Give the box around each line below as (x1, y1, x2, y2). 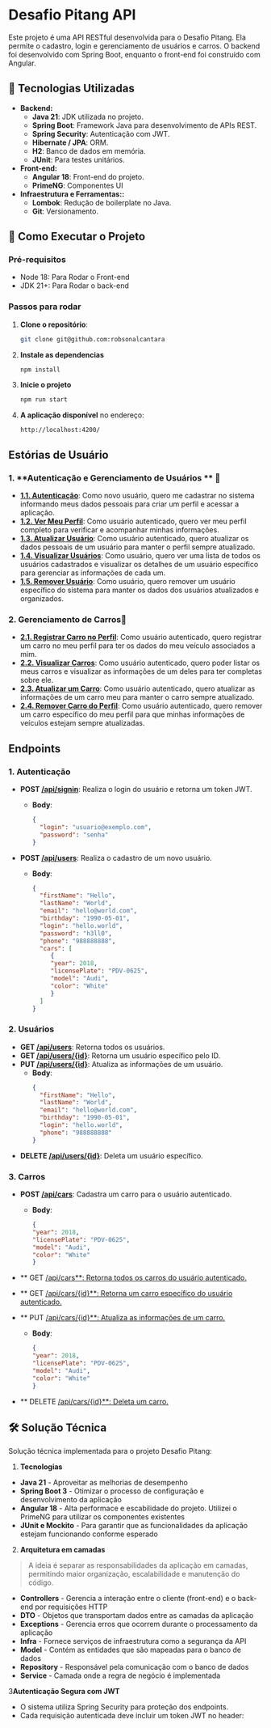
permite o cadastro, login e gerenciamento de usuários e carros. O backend (8, 40, 261, 50)
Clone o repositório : (19, 320, 89, 329)
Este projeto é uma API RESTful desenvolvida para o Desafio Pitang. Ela (8, 32, 246, 42)
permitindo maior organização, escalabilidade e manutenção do (27, 1569, 240, 1579)
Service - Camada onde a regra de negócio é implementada (19, 1671, 221, 1680)
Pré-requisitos (8, 254, 66, 265)
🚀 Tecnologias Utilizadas (8, 82, 135, 95)
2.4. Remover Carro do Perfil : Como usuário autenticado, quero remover (19, 701, 263, 711)
